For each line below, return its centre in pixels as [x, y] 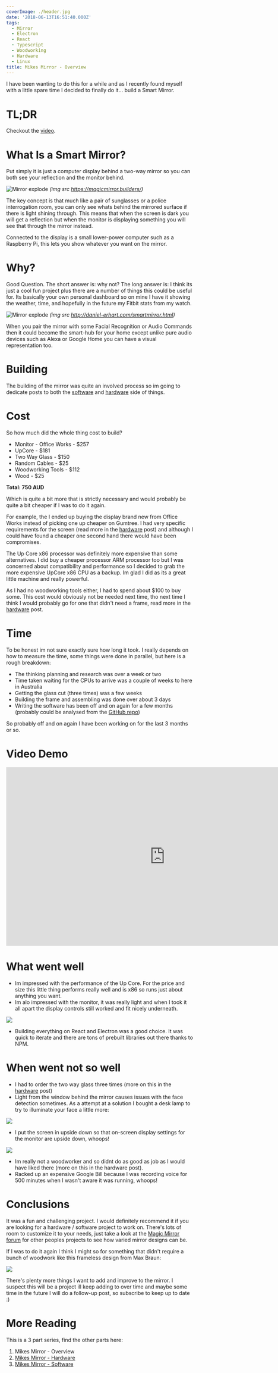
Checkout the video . [31, 131]
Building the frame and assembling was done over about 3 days [93, 699]
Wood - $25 [29, 476]
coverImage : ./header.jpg [38, 12]
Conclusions [38, 1204]
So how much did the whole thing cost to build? [64, 433]
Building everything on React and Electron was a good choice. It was [99, 1031]
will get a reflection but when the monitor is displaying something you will [96, 220]
